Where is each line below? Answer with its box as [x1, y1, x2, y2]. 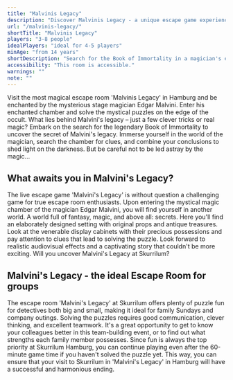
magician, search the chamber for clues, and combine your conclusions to [7, 138, 220, 146]
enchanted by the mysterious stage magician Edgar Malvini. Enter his [7, 101, 205, 109]
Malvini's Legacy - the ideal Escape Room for [7, 269, 207, 281]
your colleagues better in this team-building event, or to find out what [7, 328, 206, 336]
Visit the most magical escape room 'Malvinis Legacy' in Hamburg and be [7, 93, 218, 102]
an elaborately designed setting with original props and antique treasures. [7, 220, 218, 228]
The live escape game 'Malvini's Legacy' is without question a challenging [7, 191, 220, 199]
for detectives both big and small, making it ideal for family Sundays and [7, 306, 214, 314]
